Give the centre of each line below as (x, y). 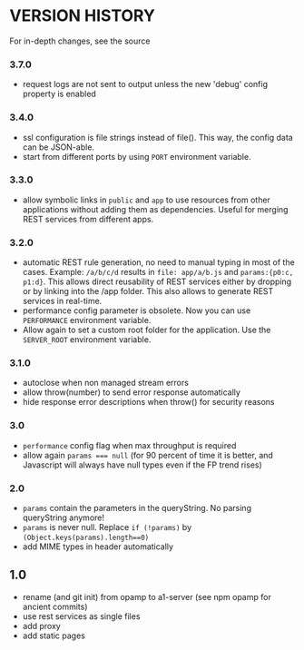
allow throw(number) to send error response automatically (131, 392)
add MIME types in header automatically (98, 547)
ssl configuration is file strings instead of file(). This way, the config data (157, 137)
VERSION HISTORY (83, 16)
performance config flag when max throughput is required (129, 445)
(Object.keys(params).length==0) (86, 538)
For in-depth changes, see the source (80, 41)
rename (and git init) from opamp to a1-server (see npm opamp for (147, 596)
